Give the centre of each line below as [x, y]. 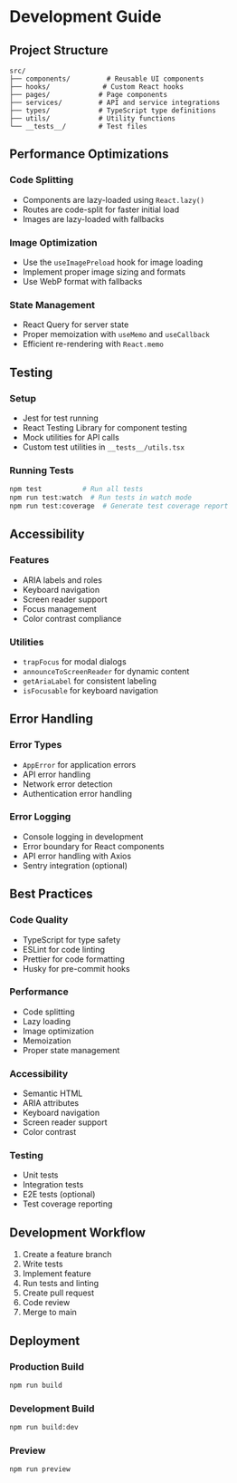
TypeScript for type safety [71, 939]
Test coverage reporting [67, 1204]
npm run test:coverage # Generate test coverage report [119, 506]
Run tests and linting [61, 1284]
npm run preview [40, 1469]
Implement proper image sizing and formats [104, 271]
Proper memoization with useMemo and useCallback [116, 334]
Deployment [45, 1340]
